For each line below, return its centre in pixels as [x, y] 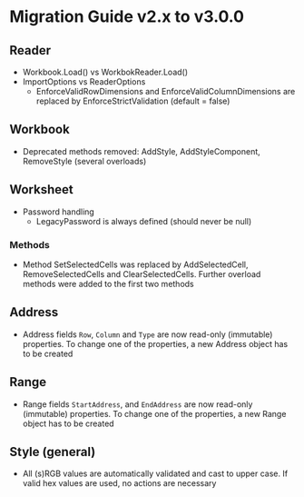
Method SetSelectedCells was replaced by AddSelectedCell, [135, 264]
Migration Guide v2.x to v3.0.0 [127, 17]
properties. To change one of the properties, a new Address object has [155, 343]
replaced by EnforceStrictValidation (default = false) [133, 101]
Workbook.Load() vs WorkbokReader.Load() [105, 72]
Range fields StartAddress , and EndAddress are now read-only [137, 404]
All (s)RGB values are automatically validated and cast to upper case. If [155, 473]
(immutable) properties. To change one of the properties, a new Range [154, 413]
